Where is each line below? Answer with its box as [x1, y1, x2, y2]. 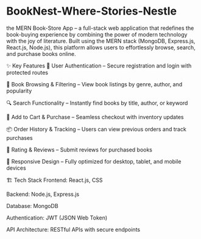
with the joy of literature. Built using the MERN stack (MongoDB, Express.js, [6, 37, 196, 44]
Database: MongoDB [6, 202, 59, 209]
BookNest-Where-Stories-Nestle [6, 4, 177, 18]
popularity [6, 87, 32, 94]
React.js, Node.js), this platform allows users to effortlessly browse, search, [6, 44, 196, 51]
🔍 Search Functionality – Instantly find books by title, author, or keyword [6, 99, 188, 106]
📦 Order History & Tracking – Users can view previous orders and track [6, 125, 187, 133]
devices [6, 164, 26, 171]
